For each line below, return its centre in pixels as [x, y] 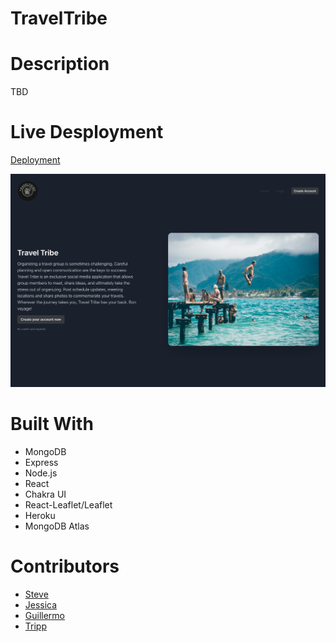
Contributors [65, 566]
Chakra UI [45, 494]
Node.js [41, 473]
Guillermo [45, 616]
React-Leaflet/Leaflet [68, 505]
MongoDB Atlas [57, 526]
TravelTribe [59, 18]
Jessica [41, 605]
